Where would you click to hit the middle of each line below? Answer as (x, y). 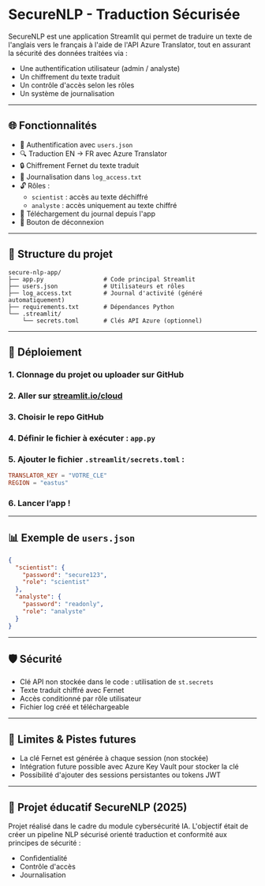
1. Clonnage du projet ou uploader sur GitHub (96, 374)
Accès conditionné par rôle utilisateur (80, 698)
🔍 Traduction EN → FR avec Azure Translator (93, 153)
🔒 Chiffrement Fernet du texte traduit (79, 165)
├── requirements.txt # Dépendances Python (91, 307)
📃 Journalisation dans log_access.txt (80, 177)
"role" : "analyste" (54, 611)
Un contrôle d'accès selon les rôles (77, 85)
